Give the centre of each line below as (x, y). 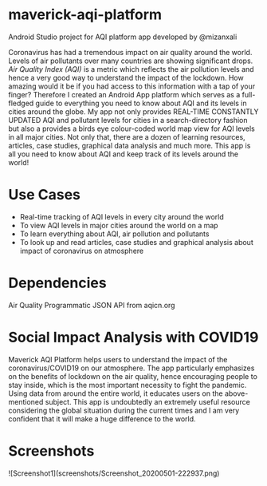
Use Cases (45, 195)
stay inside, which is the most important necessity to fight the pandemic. (128, 385)
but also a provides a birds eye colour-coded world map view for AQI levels (132, 128)
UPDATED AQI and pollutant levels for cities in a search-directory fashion (128, 120)
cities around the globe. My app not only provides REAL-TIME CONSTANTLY (133, 111)
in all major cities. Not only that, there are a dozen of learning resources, (127, 136)
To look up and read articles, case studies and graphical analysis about (136, 242)
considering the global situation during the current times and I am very (124, 410)
